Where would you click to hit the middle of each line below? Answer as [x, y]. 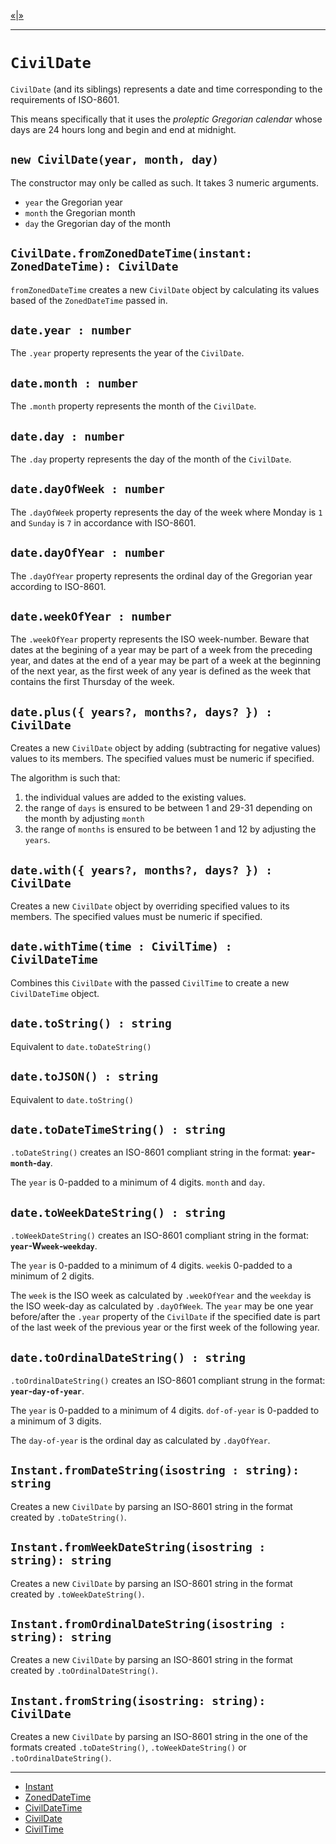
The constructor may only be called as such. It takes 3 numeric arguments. [164, 182]
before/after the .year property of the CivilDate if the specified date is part [165, 1317]
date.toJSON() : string [84, 1077]
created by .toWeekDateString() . [77, 1594]
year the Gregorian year [73, 202]
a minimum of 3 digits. [56, 1421]
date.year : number [71, 330]
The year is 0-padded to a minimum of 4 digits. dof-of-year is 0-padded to [165, 1410]
